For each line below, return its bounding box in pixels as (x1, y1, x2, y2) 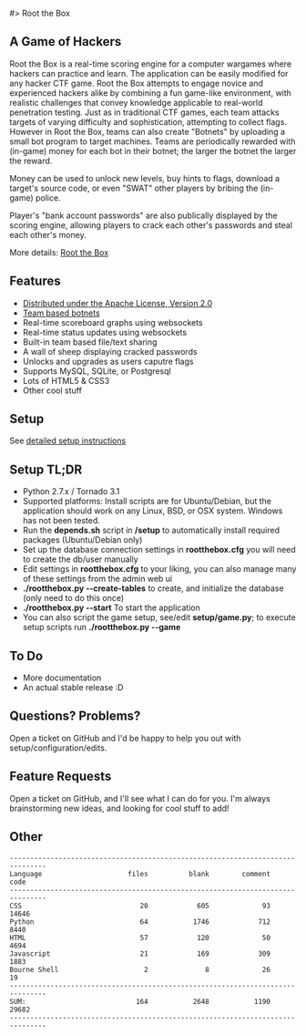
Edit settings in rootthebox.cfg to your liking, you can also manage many (22, 564, 297, 575)
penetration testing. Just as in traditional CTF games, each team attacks (9, 107, 280, 118)
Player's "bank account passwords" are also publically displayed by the (9, 210, 278, 221)
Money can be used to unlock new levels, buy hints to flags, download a (9, 172, 280, 183)
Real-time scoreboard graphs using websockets (22, 316, 203, 327)
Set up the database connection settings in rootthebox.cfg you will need (22, 544, 296, 555)
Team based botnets (22, 307, 100, 318)
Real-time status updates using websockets (22, 326, 188, 337)
